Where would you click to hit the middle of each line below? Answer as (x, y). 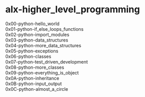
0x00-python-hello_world (32, 24)
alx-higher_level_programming (73, 9)
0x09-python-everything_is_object (42, 72)
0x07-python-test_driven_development (47, 62)
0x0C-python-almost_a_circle (37, 89)
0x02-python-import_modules (37, 34)
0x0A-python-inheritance (32, 78)
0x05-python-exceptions (32, 51)
